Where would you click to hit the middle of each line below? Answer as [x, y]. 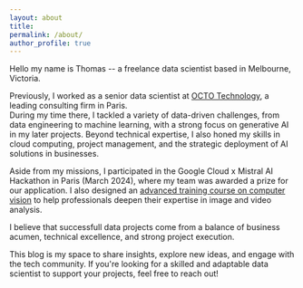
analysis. [26, 210]
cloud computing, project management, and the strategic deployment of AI [149, 144]
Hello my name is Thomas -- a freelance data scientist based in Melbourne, [151, 69]
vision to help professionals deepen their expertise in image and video [141, 200]
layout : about [36, 18]
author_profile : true [50, 43]
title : [22, 26]
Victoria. [25, 79]
